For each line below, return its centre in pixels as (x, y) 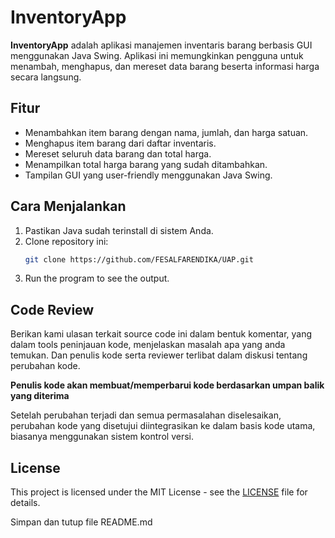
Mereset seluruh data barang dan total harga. (118, 153)
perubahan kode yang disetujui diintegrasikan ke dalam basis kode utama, (163, 426)
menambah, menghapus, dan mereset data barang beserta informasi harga (165, 66)
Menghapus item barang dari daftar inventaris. (120, 143)
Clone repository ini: (66, 241)
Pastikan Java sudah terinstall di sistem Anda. (119, 230)
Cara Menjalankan (68, 206)
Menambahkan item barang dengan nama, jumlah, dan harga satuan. (166, 132)
